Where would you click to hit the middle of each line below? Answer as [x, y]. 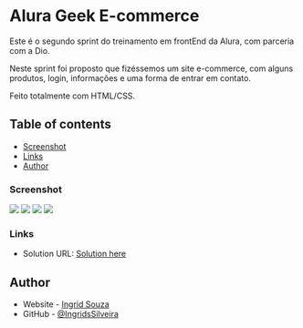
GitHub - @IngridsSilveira [70, 314]
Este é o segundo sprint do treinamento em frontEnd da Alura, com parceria [152, 41]
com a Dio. [30, 50]
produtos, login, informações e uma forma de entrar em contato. [130, 77]
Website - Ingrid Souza [66, 304]
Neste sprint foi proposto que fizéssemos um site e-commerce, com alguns [151, 68]
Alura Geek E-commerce [104, 16]
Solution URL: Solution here [74, 254]
